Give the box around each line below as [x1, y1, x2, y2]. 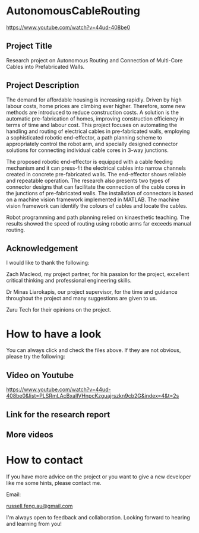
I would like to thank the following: [6, 259, 90, 266]
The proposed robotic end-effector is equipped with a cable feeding [6, 158, 173, 165]
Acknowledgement [6, 243, 78, 253]
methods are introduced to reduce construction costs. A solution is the [6, 109, 179, 116]
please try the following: [6, 353, 65, 360]
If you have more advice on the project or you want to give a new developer [6, 473, 191, 480]
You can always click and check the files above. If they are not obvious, [6, 347, 181, 354]
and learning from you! [6, 520, 62, 527]
